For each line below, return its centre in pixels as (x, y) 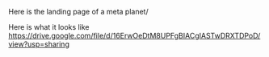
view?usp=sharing (39, 44)
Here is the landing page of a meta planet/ (78, 12)
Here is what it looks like (49, 27)
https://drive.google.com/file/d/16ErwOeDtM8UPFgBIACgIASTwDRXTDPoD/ (134, 36)
